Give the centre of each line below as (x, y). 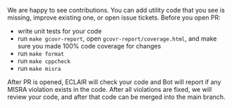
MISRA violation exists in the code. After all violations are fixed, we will (110, 89)
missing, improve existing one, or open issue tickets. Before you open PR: (114, 18)
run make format (41, 53)
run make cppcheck (44, 61)
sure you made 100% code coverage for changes (89, 46)
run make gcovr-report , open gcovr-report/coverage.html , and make (117, 39)
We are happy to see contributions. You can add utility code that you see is (116, 10)
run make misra (39, 68)
